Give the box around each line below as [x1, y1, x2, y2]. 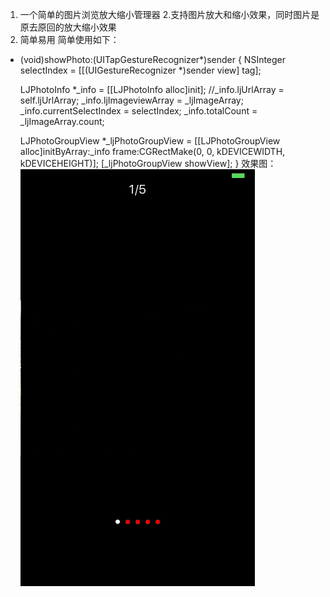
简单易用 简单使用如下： [19, 34, 120, 45]
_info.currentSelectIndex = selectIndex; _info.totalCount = [19, 105, 258, 117]
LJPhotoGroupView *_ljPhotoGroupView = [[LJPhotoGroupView [19, 135, 281, 147]
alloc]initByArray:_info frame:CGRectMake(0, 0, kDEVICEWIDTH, [19, 146, 286, 157]
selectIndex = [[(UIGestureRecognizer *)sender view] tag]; [19, 64, 262, 76]
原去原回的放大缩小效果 [19, 21, 117, 33]
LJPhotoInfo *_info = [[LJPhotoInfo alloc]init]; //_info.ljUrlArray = [19, 84, 285, 95]
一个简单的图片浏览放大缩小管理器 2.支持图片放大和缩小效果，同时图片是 [19, 9, 320, 20]
